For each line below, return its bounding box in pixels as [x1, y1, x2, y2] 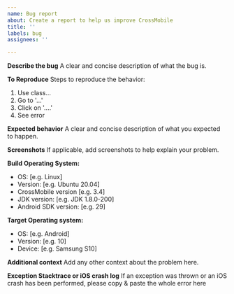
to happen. [7, 132, 38, 141]
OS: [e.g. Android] [17, 230, 70, 238]
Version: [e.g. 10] [17, 237, 66, 246]
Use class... [17, 89, 51, 97]
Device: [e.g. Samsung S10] [17, 244, 98, 253]
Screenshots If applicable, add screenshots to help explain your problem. [7, 146, 219, 154]
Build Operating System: [7, 159, 80, 168]
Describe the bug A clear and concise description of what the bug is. [7, 62, 207, 70]
